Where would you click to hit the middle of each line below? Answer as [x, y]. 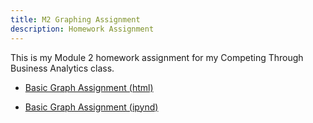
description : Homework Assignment [82, 29]
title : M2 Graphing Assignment [75, 19]
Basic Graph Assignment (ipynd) [91, 107]
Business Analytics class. [62, 68]
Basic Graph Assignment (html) [89, 87]
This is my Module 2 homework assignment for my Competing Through [157, 57]
